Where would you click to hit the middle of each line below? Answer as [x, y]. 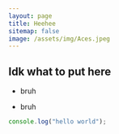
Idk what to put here [60, 71]
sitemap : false [34, 31]
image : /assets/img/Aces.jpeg [59, 39]
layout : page [30, 16]
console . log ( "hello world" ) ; [57, 122]
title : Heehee [32, 24]
